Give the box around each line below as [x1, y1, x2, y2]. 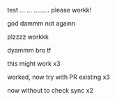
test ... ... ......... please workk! [7, 6, 92, 14]
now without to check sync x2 [7, 86, 94, 94]
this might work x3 [7, 59, 61, 68]
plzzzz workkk [7, 33, 49, 41]
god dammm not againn [7, 19, 76, 27]
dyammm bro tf [7, 46, 52, 54]
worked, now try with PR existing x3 [7, 73, 110, 81]
